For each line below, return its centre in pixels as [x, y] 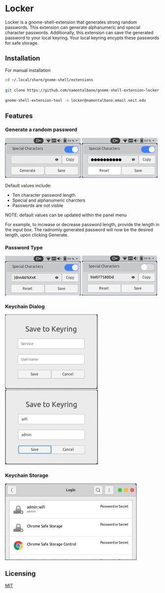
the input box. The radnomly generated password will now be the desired [79, 230]
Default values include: [28, 185]
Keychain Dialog [25, 307]
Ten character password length [44, 195]
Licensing [20, 574]
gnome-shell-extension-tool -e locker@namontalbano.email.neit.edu [76, 101]
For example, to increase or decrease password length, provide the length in [82, 224]
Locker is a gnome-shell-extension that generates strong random [71, 22]
